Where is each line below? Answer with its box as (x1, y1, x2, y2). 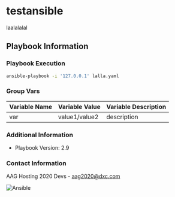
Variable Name (9, 102, 53, 111)
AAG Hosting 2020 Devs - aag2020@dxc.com (6, 172, 120, 180)
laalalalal (6, 24, 28, 31)
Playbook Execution (6, 59, 66, 68)
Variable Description (106, 102, 167, 111)
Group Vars (6, 87, 40, 95)
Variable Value (58, 102, 101, 111)
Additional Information (6, 131, 74, 139)
